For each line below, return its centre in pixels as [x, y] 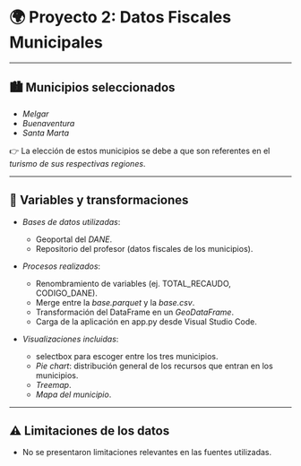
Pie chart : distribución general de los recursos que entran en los [154, 366]
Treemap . [53, 384]
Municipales [56, 43]
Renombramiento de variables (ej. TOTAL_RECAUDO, [133, 283]
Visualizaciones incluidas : [70, 339]
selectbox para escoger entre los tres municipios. [127, 356]
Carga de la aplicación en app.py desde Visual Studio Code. [146, 321]
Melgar [35, 114]
